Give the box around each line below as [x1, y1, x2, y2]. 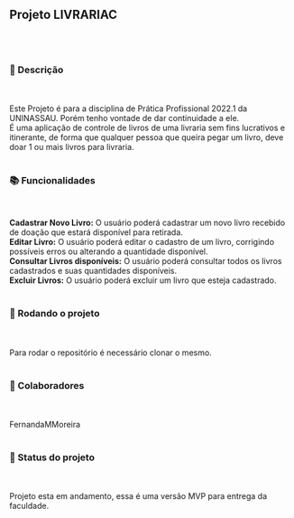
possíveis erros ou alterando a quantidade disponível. [9, 246, 209, 257]
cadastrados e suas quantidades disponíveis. [9, 266, 178, 277]
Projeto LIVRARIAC [9, 7, 117, 23]
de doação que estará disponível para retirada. [9, 227, 183, 238]
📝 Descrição [9, 63, 64, 76]
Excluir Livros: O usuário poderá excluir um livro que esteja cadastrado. [9, 275, 277, 286]
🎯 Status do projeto [9, 451, 95, 464]
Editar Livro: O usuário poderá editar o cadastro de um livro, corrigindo [9, 237, 275, 248]
